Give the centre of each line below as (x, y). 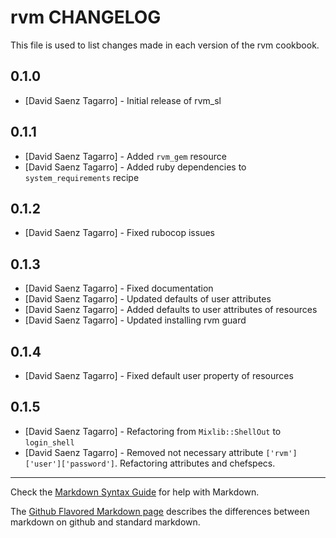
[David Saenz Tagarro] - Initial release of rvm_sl (123, 100)
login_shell (49, 442)
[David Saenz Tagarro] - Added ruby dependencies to (135, 167)
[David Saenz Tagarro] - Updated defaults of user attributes (148, 299)
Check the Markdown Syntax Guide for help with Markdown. (135, 492)
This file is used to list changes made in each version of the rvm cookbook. (165, 45)
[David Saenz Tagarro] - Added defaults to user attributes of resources (171, 310)
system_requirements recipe (82, 177)
